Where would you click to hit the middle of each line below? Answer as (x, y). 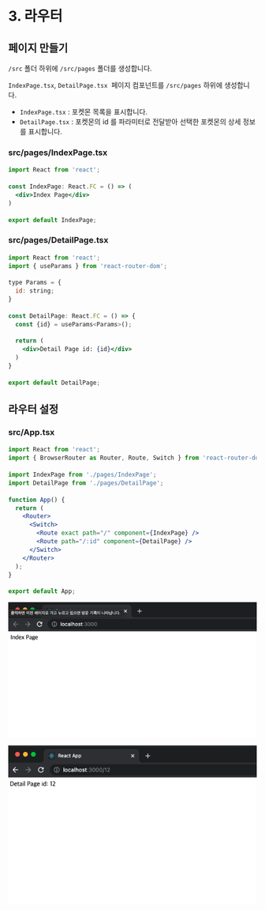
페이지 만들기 (38, 48)
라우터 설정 (34, 409)
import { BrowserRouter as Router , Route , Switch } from (104, 458)
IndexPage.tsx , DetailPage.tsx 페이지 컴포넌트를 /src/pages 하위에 (116, 85)
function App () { (37, 500)
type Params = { (35, 283)
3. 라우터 (35, 16)
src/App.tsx (32, 432)
